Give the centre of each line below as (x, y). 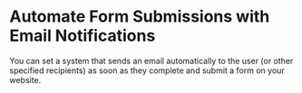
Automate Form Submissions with (140, 17)
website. (25, 79)
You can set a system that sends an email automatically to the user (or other (151, 60)
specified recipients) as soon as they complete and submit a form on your (147, 70)
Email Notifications (83, 36)
